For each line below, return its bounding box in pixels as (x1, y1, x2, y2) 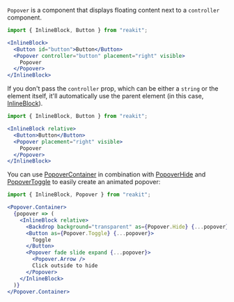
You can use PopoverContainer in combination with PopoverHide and (7, 170, 206, 179)
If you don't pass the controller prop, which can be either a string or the (7, 84, 219, 93)
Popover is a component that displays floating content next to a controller (7, 6, 220, 14)
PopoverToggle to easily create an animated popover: (7, 178, 161, 186)
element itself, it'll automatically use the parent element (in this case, (7, 92, 204, 100)
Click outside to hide (32, 262, 98, 269)
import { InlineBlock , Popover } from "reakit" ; (7, 191, 151, 198)
